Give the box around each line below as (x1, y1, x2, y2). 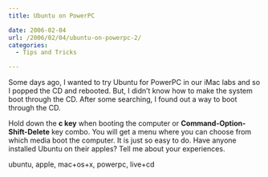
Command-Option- (180, 119, 246, 128)
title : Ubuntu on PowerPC (8, 11, 95, 20)
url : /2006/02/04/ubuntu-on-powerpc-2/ (8, 34, 142, 42)
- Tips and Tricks (15, 49, 78, 57)
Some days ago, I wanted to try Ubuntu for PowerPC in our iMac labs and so (8, 78, 261, 87)
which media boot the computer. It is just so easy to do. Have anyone (8, 135, 237, 145)
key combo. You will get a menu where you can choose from (51, 127, 252, 137)
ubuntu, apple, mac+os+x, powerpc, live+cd (8, 159, 155, 169)
